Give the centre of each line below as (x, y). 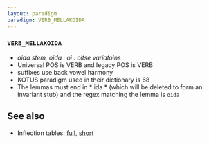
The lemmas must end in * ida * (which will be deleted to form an (110, 87)
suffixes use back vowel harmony (65, 72)
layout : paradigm (32, 13)
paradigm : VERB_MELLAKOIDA (46, 20)
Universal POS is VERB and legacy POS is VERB (85, 65)
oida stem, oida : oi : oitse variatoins (69, 57)
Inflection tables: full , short (55, 133)
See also (26, 116)
